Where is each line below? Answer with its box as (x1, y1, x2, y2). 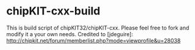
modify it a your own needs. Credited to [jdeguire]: (6, 30, 133, 37)
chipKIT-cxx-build (6, 4, 101, 18)
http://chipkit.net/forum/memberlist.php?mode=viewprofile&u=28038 (6, 37, 181, 44)
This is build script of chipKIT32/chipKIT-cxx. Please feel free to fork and (6, 24, 190, 31)
